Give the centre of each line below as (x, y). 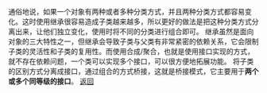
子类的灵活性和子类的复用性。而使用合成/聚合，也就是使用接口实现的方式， (132, 51)
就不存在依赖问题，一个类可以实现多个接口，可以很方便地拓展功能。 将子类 (131, 61)
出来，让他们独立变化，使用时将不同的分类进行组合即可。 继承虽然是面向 (134, 31)
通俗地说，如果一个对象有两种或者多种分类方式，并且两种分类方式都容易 (126, 12)
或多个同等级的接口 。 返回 (51, 81)
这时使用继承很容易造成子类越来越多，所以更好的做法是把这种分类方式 (137, 21)
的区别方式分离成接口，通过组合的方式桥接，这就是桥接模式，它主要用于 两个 (133, 71)
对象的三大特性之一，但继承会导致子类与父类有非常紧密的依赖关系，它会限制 (133, 41)
